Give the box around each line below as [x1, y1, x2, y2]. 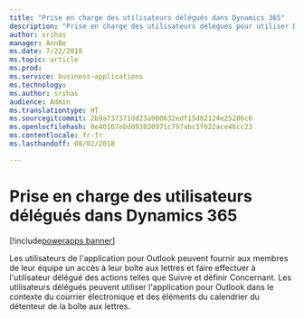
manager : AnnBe [9, 38, 67, 48]
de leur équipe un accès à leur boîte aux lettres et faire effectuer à [9, 262, 256, 273]
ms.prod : [9, 64, 43, 73]
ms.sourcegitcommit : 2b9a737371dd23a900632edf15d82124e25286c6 [9, 114, 253, 123]
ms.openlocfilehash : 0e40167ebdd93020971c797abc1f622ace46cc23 [9, 123, 253, 132]
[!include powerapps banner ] [9, 235, 116, 246]
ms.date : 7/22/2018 [9, 47, 83, 56]
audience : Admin [9, 97, 71, 107]
